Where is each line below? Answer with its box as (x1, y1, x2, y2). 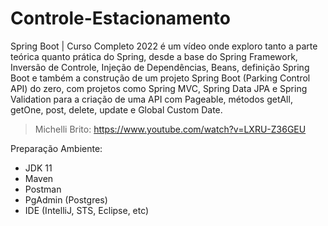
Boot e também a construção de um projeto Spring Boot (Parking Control (10, 72, 311, 84)
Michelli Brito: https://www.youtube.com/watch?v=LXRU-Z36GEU (34, 123, 307, 135)
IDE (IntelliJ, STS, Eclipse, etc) (24, 204, 150, 216)
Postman (24, 183, 62, 195)
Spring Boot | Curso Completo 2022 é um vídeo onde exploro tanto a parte (10, 40, 318, 52)
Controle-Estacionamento (10, 7, 231, 30)
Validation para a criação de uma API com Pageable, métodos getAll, (10, 93, 293, 105)
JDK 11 (24, 162, 53, 174)
